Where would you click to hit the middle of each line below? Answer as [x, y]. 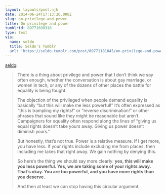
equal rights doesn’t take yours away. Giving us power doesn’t [81, 126]
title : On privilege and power [37, 23]
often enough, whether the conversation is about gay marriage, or [84, 80]
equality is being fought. [42, 90]
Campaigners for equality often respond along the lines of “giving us [87, 121]
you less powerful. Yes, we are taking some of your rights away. [84, 166]
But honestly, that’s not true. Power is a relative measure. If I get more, [89, 141]
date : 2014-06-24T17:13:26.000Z [38, 14]
